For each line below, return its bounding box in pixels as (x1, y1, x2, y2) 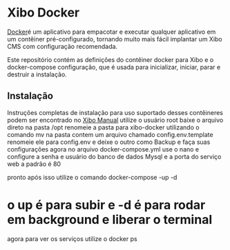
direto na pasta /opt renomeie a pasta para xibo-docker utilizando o (7, 123, 200, 132)
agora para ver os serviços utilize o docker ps (7, 234, 137, 242)
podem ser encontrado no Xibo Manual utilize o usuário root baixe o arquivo (7, 116, 224, 124)
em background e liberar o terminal (7, 211, 213, 227)
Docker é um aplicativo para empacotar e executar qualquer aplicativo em (7, 28, 216, 36)
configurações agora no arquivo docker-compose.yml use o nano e (7, 145, 200, 153)
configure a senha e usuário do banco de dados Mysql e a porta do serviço (7, 152, 222, 160)
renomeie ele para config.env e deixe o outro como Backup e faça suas (7, 138, 211, 146)
